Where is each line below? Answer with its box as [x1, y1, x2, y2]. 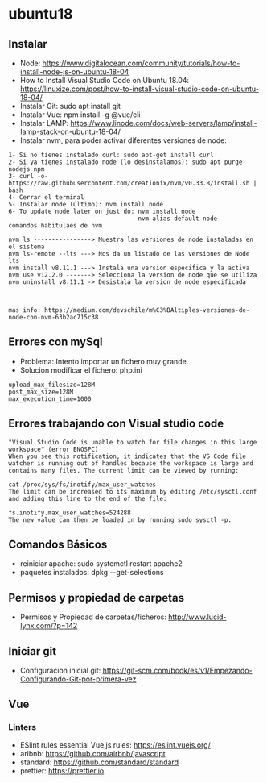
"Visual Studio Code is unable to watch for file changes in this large [8, 438, 257, 446]
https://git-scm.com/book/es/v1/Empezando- [102, 666, 253, 676]
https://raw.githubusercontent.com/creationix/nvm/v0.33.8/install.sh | [8, 179, 257, 187]
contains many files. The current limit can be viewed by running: [8, 466, 240, 474]
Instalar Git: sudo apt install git [19, 102, 121, 110]
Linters [8, 722, 37, 733]
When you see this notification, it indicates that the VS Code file [8, 452, 247, 460]
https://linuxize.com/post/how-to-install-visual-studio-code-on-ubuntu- [19, 84, 259, 94]
